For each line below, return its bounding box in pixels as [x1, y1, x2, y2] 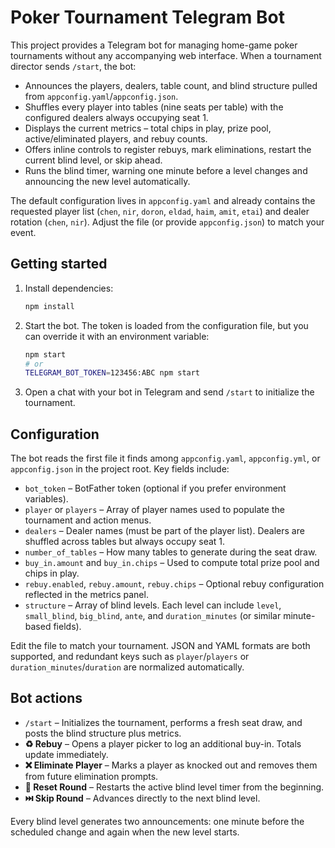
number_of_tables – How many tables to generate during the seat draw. [24, 546, 318, 558]
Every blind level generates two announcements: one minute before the [10, 815, 305, 827]
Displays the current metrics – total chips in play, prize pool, [24, 122, 272, 134]
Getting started [10, 256, 108, 273]
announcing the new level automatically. [24, 175, 191, 187]
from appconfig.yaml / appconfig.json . [24, 90, 179, 102]
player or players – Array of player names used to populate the [24, 504, 285, 516]
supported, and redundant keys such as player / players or [10, 651, 250, 663]
